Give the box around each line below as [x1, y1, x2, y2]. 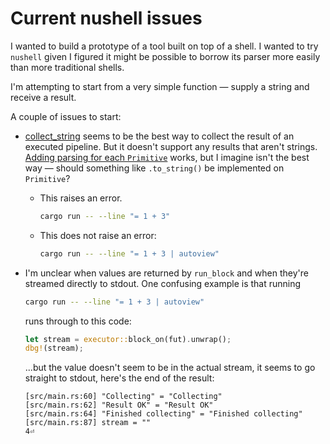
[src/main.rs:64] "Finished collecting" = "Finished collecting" [24, 409, 303, 419]
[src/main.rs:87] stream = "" [24, 418, 152, 428]
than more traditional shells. [10, 61, 125, 73]
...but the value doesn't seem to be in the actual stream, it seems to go [24, 362, 316, 374]
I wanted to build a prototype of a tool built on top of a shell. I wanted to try [10, 40, 319, 52]
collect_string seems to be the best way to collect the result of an [24, 130, 295, 142]
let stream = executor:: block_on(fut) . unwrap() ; [24, 334, 232, 344]
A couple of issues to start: [10, 110, 122, 122]
